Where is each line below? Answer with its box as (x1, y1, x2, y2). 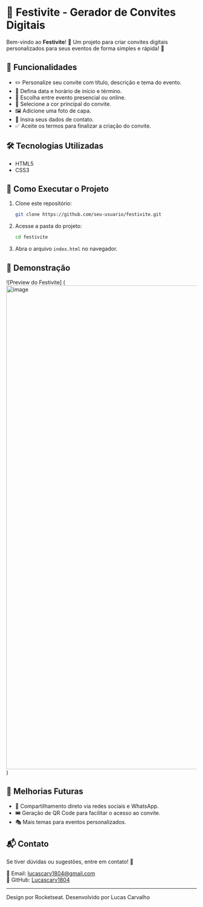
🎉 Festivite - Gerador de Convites (6, 5, 176, 19)
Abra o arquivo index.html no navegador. (14, 245, 118, 253)
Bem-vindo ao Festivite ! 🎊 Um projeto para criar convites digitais (6, 38, 168, 45)
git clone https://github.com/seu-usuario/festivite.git (14, 212, 162, 218)
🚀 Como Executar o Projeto (6, 184, 109, 194)
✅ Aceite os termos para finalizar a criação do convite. (14, 122, 152, 129)
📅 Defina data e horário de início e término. (14, 87, 122, 94)
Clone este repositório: (14, 200, 72, 207)
